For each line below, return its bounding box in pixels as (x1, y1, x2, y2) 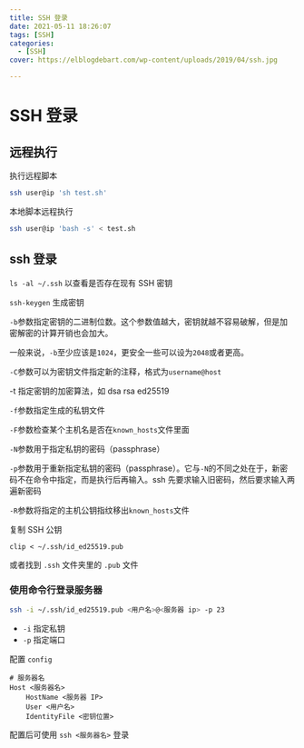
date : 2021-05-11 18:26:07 (9, 22, 112, 31)
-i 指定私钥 (22, 623, 66, 633)
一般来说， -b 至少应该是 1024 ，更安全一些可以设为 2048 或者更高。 (9, 346, 250, 357)
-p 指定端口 (22, 633, 66, 645)
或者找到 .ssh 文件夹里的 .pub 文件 (9, 559, 139, 570)
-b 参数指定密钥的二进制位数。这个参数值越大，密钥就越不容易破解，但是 (9, 315, 280, 327)
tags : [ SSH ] (9, 30, 54, 39)
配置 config (9, 653, 53, 664)
